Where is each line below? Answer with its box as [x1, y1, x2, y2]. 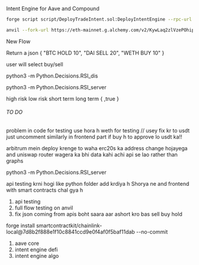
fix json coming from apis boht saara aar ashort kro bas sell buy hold [14, 210, 182, 218]
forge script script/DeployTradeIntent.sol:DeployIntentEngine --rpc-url [6, 17, 192, 22]
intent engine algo [14, 252, 59, 259]
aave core [14, 240, 40, 247]
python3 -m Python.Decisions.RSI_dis [6, 72, 98, 79]
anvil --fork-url [6, 27, 49, 33]
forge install [6, 222, 36, 229]
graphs [6, 157, 24, 164]
